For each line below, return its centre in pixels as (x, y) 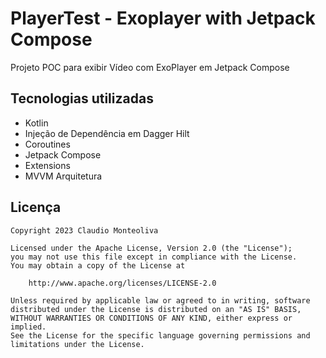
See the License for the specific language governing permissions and (160, 335)
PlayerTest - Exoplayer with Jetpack (163, 18)
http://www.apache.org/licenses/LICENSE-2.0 (122, 283)
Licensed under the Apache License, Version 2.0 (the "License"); (151, 248)
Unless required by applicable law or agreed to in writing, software (160, 300)
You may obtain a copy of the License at (98, 265)
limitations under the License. (77, 344)
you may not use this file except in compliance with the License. (154, 257)
